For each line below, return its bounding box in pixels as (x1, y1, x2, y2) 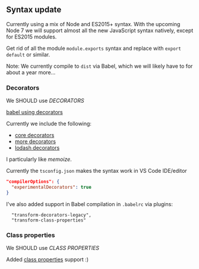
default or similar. (6, 50, 50, 58)
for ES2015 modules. (6, 33, 57, 40)
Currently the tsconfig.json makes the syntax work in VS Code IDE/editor (6, 167, 187, 175)
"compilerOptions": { (6, 179, 60, 185)
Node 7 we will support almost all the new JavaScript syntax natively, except (6, 27, 194, 34)
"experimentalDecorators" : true (11, 184, 92, 190)
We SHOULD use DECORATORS (6, 97, 84, 105)
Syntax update (6, 5, 62, 15)
